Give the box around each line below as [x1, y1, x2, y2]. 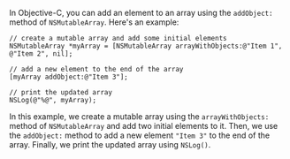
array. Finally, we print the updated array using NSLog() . [9, 140, 211, 149]
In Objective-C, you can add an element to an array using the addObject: [9, 8, 273, 18]
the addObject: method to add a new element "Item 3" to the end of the [9, 130, 271, 140]
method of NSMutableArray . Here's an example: [9, 17, 179, 27]
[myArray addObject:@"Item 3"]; [9, 72, 128, 81]
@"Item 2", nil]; [9, 49, 73, 58]
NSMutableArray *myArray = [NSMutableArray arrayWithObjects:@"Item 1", [9, 42, 283, 50]
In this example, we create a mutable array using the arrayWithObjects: [9, 111, 270, 122]
